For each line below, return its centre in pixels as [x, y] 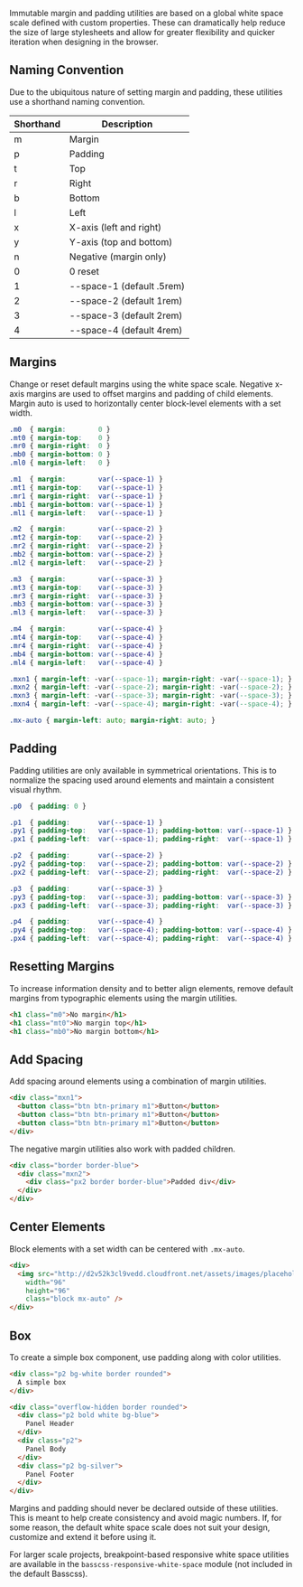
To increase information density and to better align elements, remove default [151, 988]
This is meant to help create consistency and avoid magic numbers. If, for [146, 1518]
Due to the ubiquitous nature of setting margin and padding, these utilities [146, 92]
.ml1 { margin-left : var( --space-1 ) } [87, 513]
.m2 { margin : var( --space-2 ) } [87, 529]
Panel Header [50, 1424]
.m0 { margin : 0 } [60, 429]
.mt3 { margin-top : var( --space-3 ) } [87, 587]
